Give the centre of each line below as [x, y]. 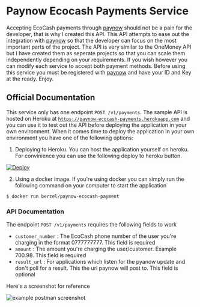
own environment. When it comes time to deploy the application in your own [100, 131]
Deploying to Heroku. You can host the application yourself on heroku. [102, 149]
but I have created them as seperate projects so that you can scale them [96, 53]
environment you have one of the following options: [70, 138]
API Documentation [35, 211]
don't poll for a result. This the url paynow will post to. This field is [96, 268]
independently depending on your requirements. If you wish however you [97, 59]
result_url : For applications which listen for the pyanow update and [100, 262]
